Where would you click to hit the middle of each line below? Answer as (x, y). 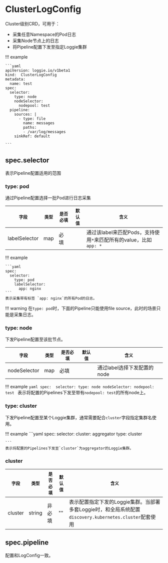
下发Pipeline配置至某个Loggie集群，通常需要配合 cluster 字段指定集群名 (79, 417)
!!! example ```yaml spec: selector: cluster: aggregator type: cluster (74, 434)
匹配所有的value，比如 (125, 240)
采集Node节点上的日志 (35, 41)
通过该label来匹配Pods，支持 (120, 232)
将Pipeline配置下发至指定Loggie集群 (50, 47)
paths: (30, 127)
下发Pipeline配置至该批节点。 (35, 340)
